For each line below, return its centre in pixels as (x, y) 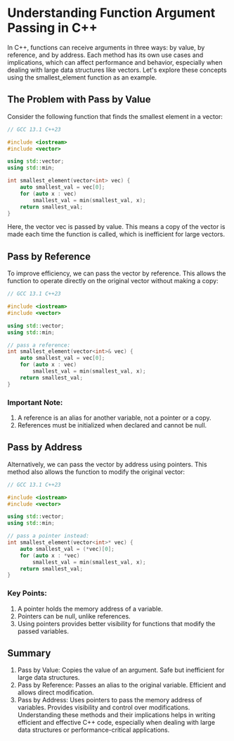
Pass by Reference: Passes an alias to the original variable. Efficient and (122, 685)
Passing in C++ (53, 28)
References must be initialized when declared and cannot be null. (112, 425)
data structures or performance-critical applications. (93, 730)
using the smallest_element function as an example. (82, 77)
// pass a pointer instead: (48, 536)
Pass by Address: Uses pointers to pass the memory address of (110, 700)
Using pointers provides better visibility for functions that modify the (116, 623)
